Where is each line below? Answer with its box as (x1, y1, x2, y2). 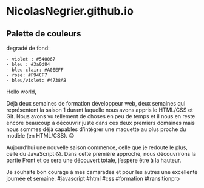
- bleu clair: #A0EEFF (6, 67, 64, 73)
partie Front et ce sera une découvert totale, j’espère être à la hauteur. (6, 156, 182, 164)
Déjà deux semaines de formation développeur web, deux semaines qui (6, 100, 186, 107)
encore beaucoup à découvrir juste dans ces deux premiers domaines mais (6, 119, 195, 126)
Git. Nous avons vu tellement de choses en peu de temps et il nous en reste (6, 113, 195, 119)
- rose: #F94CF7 (6, 72, 47, 78)
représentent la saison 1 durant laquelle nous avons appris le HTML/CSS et (6, 106, 193, 113)
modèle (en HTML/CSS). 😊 (6, 132, 75, 139)
